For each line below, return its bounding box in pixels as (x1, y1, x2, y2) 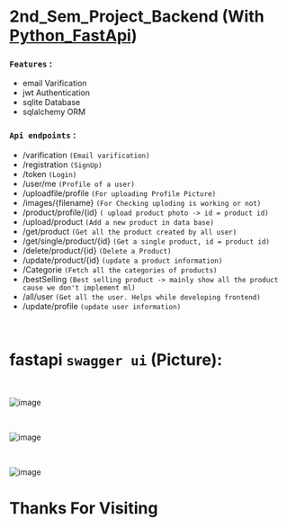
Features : (9, 58, 53, 70)
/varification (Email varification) (22, 149, 150, 160)
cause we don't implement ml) (22, 283, 137, 292)
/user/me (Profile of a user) (22, 178, 135, 189)
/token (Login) (22, 168, 77, 179)
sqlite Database (22, 97, 81, 108)
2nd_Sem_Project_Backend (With (9, 6, 265, 27)
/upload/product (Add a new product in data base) (22, 216, 214, 227)
